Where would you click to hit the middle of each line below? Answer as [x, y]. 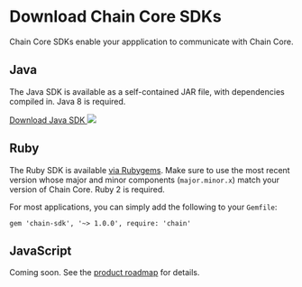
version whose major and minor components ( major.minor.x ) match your [144, 180]
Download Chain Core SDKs [116, 17]
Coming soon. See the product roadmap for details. [105, 273]
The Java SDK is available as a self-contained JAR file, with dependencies [147, 91]
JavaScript [41, 250]
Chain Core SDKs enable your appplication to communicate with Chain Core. [151, 42]
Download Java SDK [47, 120]
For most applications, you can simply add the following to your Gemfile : [143, 207]
